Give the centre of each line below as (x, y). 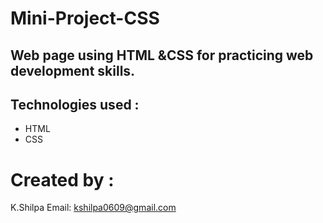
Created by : (62, 179)
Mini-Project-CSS (85, 18)
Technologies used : (75, 104)
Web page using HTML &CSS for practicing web (162, 55)
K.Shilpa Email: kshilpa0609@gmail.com (93, 208)
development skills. (73, 70)
